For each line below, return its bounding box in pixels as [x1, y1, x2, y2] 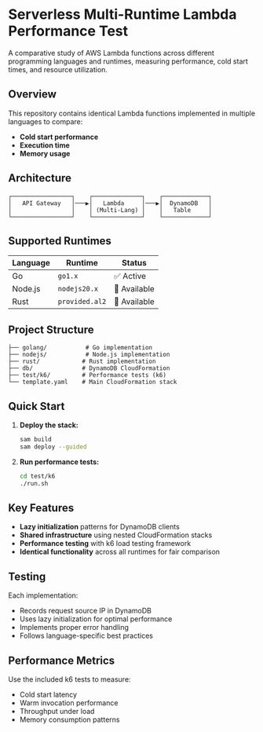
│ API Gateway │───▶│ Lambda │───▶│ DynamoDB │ [8, 199, 213, 207]
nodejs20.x [57, 284, 99, 294]
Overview [8, 88, 57, 101]
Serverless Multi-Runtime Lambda [8, 5, 237, 24]
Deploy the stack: [19, 420, 79, 430]
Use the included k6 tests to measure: [8, 674, 131, 684]
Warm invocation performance [19, 697, 119, 708]
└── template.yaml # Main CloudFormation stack [8, 379, 177, 386]
